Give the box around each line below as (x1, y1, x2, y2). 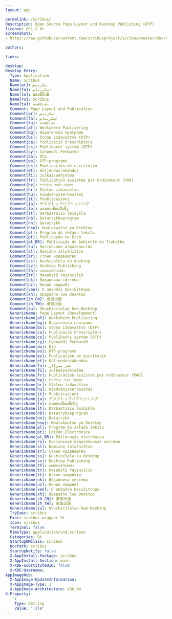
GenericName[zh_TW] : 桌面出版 (10, 501, 72, 506)
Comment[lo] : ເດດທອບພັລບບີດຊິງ (10, 206, 69, 211)
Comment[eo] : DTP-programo (10, 159, 68, 164)
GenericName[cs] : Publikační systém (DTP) (10, 335, 102, 340)
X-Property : (5, 591, 31, 596)
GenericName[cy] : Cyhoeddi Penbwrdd (10, 339, 88, 344)
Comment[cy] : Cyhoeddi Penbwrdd (10, 149, 79, 154)
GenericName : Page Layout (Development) (10, 311, 97, 316)
